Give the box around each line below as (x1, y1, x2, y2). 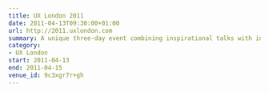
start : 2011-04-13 (8, 57, 70, 65)
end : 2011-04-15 (8, 64, 62, 72)
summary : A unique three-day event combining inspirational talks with (8, 34, 252, 42)
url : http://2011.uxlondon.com (8, 26, 113, 34)
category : (8, 42, 42, 50)
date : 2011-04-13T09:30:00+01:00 (8, 19, 120, 27)
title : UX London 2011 (8, 11, 84, 20)
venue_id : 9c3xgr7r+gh (8, 71, 84, 79)
